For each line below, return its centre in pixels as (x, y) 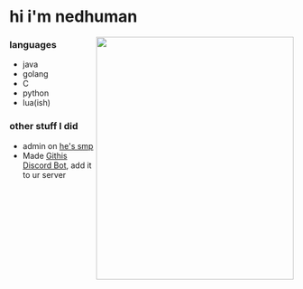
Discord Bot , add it (57, 165)
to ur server (44, 174)
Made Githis (45, 155)
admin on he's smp (58, 145)
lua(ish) (37, 103)
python (36, 93)
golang (35, 74)
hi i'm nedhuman (73, 17)
